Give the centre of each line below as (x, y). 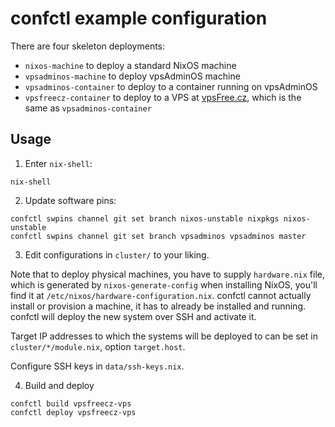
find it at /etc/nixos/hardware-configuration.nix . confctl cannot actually (161, 295)
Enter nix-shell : (58, 163)
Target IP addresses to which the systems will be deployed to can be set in (164, 336)
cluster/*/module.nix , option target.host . (98, 346)
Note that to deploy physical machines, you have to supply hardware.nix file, (168, 274)
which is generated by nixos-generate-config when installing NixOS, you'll (164, 284)
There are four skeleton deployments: (88, 46)
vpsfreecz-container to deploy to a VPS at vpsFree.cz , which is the (163, 97)
